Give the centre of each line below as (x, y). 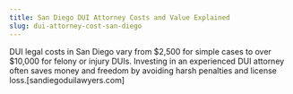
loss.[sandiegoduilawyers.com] (67, 80)
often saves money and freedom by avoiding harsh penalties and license (143, 70)
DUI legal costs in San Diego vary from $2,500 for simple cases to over (140, 51)
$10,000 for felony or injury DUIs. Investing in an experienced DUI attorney (147, 61)
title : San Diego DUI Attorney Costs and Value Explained (120, 17)
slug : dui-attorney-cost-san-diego (76, 26)
